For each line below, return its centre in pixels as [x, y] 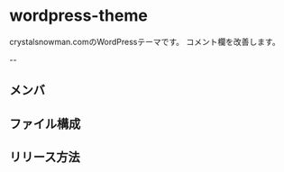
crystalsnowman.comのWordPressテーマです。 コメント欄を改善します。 [145, 41]
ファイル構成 [45, 124]
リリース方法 [45, 157]
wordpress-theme [79, 16]
